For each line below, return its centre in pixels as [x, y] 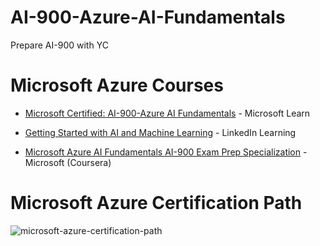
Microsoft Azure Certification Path [156, 203]
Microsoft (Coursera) [68, 162]
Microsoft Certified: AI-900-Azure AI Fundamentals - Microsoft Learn [167, 113]
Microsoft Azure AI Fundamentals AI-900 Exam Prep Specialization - [166, 152]
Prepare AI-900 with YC [59, 45]
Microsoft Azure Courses [117, 85]
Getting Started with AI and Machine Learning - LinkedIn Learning [160, 132]
